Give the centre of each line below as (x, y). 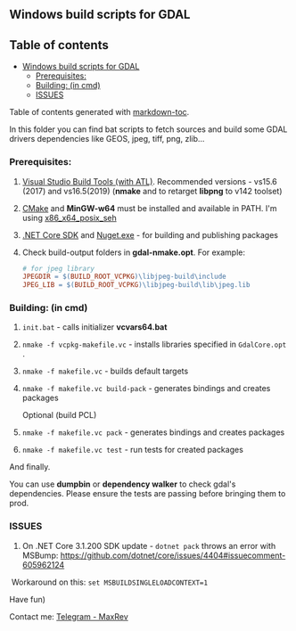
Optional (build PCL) (59, 415)
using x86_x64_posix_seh (70, 217)
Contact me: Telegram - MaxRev (69, 616)
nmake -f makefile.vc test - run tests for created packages (132, 450)
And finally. (30, 467)
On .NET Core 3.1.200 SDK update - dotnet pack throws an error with (149, 545)
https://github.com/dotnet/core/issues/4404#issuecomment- (173, 555)
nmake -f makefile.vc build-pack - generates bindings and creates (146, 389)
